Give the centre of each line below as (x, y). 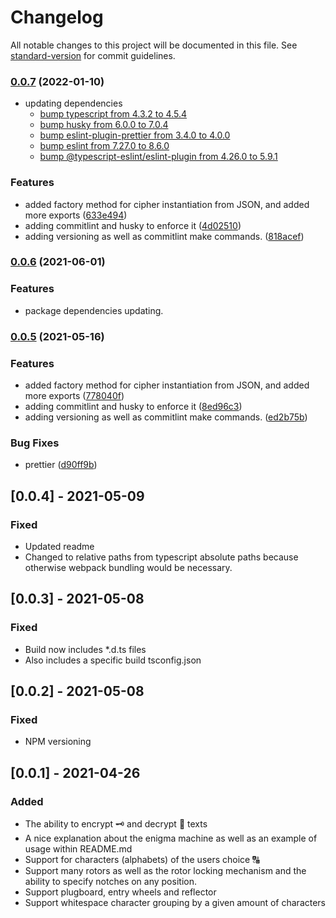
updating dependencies (73, 103)
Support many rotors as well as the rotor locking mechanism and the (165, 871)
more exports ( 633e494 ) (76, 215)
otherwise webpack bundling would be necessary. (128, 567)
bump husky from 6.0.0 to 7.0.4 (104, 125)
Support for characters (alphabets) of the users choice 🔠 (142, 860)
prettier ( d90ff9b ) (61, 465)
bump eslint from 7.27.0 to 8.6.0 (104, 146)
